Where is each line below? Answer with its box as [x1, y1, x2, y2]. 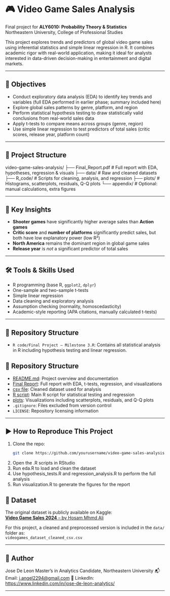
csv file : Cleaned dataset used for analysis [12, 386, 102, 392]
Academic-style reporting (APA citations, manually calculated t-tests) [12, 309, 157, 315]
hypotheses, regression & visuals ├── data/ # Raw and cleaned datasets [5, 170, 157, 176]
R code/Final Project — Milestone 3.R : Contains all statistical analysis [12, 342, 161, 348]
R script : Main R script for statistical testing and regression [12, 391, 135, 398]
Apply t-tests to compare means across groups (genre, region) [12, 120, 143, 126]
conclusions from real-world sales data [12, 115, 95, 121]
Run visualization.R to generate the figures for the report [12, 481, 131, 487]
